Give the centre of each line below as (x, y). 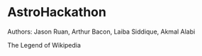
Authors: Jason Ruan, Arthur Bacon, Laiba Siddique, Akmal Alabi (101, 31)
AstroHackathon (57, 12)
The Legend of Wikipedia (44, 45)
